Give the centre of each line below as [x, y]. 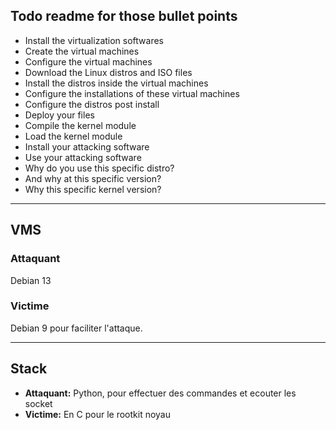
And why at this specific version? [93, 178]
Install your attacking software [87, 146]
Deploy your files [59, 115]
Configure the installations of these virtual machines [132, 93]
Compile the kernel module [80, 125]
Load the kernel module [73, 136]
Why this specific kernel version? [93, 189]
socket [38, 403]
